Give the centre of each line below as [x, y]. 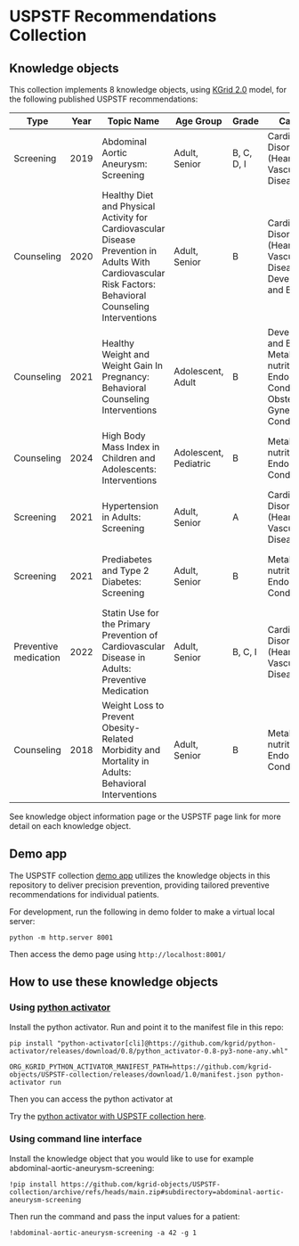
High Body [124, 436]
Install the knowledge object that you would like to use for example [132, 1158]
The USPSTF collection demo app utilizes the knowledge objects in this [140, 875]
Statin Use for [130, 613]
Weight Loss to [133, 705]
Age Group [198, 121]
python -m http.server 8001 [61, 938]
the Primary [126, 624]
